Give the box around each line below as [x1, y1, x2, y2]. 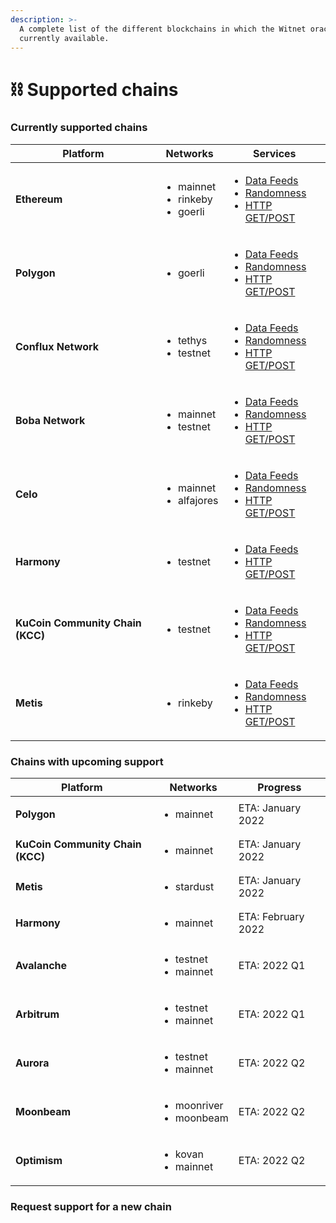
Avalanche [15, 959, 68, 973]
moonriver [174, 1099, 224, 1113]
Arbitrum [15, 1007, 60, 1021]
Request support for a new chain [10, 1200, 172, 1214]
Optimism [15, 1154, 63, 1168]
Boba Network [15, 413, 86, 427]
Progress [257, 781, 302, 795]
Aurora [15, 1056, 50, 1070]
